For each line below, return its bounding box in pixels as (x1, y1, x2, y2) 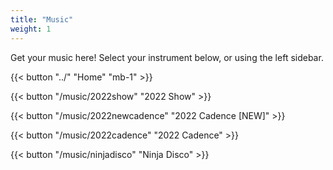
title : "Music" (10, 14, 74, 25)
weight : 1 (10, 24, 52, 34)
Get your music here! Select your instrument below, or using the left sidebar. (10, 51, 324, 63)
